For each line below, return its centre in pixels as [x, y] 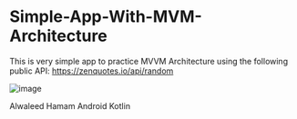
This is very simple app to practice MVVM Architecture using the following [149, 61]
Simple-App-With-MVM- [106, 17]
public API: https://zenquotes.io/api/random [92, 71]
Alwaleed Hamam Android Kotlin [70, 105]
